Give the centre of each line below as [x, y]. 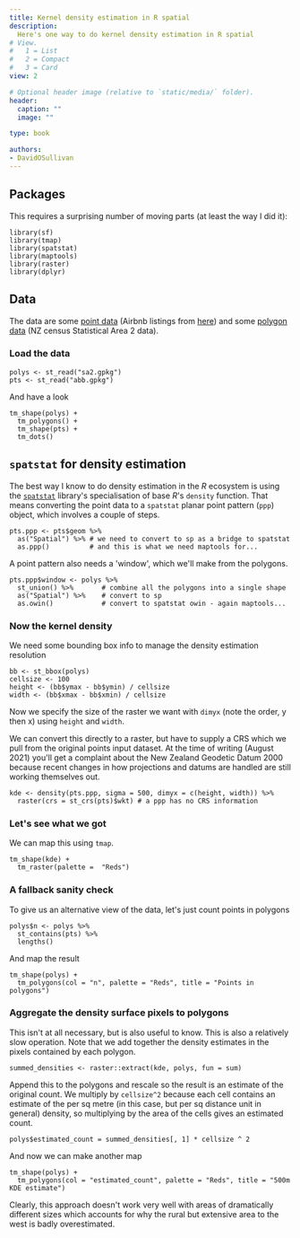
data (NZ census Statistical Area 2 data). [84, 330]
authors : [26, 150]
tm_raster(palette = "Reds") [73, 867]
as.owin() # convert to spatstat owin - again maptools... [152, 603]
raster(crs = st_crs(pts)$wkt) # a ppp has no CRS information [137, 801]
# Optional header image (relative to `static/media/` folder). [132, 92]
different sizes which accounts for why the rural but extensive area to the [144, 1214]
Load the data [40, 354]
